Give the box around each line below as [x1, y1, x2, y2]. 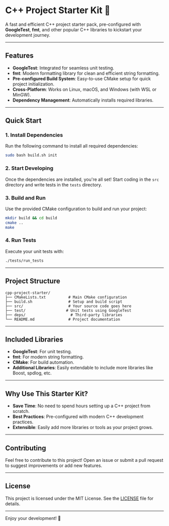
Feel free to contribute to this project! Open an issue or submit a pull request [5, 457, 163, 463]
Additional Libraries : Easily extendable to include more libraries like [12, 365, 153, 371]
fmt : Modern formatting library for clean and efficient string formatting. [12, 70, 160, 76]
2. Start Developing [5, 165, 54, 172]
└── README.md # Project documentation [5, 317, 121, 322]
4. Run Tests [5, 237, 36, 244]
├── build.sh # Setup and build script [5, 299, 123, 304]
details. [5, 500, 21, 507]
